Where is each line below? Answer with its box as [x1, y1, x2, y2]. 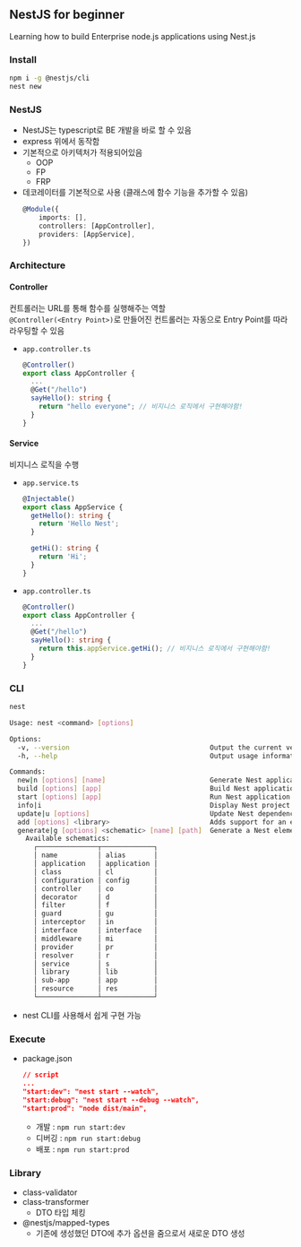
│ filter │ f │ [32, 901, 159, 910]
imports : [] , [39, 213, 88, 222]
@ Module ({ [21, 205, 60, 214]
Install [9, 53, 38, 65]
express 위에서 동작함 [21, 136, 100, 147]
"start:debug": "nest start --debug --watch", [21, 1095, 200, 1104]
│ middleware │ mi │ [32, 934, 159, 943]
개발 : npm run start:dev [35, 1121, 125, 1132]
